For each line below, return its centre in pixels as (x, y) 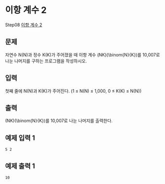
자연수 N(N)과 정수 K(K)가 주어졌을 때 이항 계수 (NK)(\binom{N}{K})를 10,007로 (82, 54)
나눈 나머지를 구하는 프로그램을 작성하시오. (46, 61)
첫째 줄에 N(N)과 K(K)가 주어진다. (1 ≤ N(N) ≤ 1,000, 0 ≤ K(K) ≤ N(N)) (73, 91)
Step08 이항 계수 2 (24, 25)
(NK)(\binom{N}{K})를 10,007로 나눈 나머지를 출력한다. (59, 121)
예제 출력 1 (20, 166)
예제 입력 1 (20, 138)
